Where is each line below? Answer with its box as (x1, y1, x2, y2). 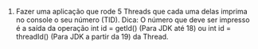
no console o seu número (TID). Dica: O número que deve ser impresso (15, 15, 250, 24)
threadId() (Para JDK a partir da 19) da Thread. (15, 32, 169, 41)
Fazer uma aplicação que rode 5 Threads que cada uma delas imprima (15, 7, 248, 16)
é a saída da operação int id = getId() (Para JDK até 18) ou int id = (15, 24, 231, 32)
